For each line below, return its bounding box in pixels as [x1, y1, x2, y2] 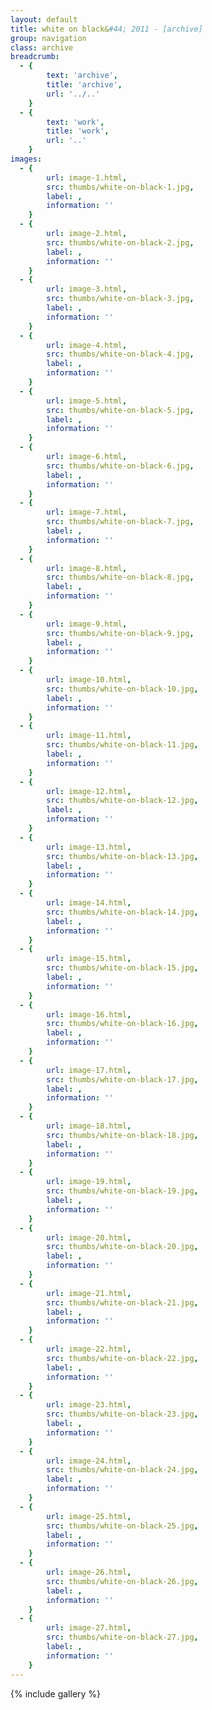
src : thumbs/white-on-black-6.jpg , [46, 461, 195, 471]
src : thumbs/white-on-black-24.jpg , [46, 1465, 199, 1475]
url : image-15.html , [46, 954, 132, 964]
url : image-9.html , [46, 619, 128, 629]
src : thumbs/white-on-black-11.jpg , [46, 740, 199, 750]
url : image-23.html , [46, 1400, 132, 1410]
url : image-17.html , [46, 1065, 132, 1075]
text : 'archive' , [46, 71, 118, 81]
